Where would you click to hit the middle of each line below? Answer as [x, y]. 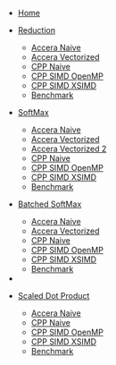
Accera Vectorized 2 [69, 149]
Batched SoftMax [50, 204]
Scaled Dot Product [54, 296]
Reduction [37, 30]
